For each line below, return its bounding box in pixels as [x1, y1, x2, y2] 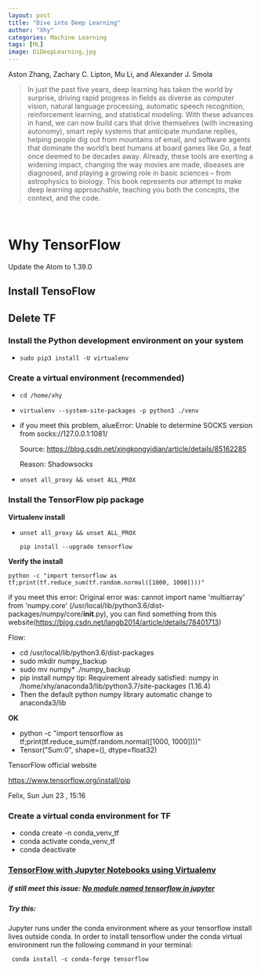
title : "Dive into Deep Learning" [8, 19, 121, 27]
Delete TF [8, 311, 56, 324]
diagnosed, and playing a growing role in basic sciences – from [27, 168, 231, 178]
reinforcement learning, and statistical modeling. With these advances [27, 110, 254, 119]
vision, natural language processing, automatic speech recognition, [27, 101, 245, 111]
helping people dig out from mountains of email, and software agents [27, 135, 251, 144]
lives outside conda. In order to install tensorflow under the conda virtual [8, 932, 243, 941]
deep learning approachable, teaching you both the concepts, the [27, 185, 240, 194]
